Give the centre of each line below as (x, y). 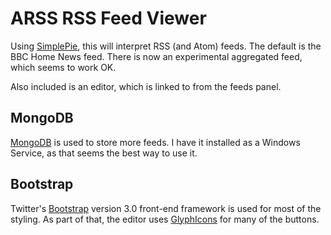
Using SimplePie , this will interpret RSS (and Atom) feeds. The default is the (166, 46)
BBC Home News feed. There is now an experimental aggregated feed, (156, 56)
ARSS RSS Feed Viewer (108, 18)
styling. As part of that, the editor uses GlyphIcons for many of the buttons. (165, 219)
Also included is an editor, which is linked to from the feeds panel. (146, 86)
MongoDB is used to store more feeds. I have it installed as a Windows (155, 142)
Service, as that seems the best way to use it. (104, 153)
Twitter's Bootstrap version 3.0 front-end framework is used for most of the (166, 208)
